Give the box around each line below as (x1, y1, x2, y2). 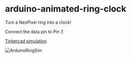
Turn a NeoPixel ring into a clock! (5, 19, 71, 25)
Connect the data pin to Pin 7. (5, 29, 64, 34)
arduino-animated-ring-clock (5, 3, 127, 14)
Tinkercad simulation (5, 38, 47, 44)
